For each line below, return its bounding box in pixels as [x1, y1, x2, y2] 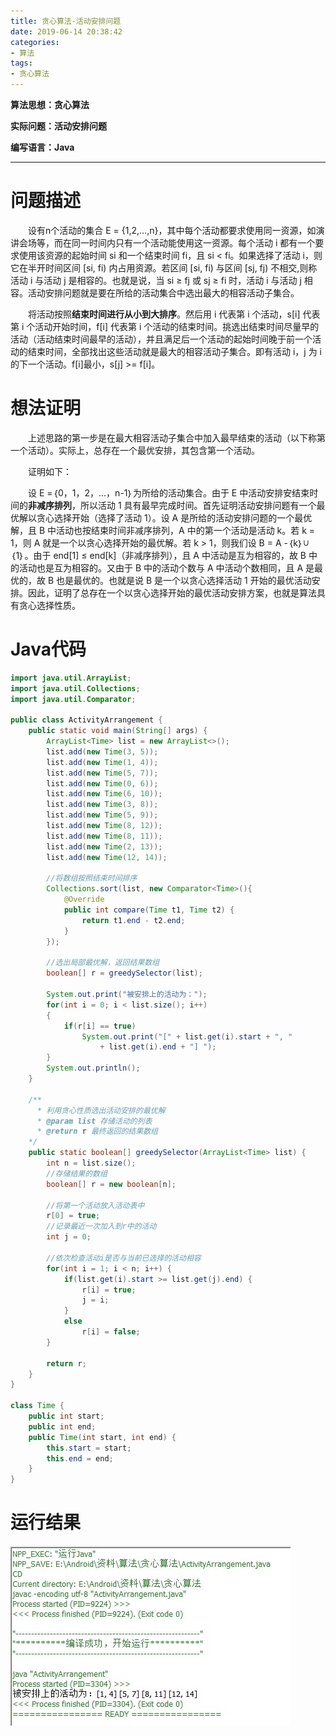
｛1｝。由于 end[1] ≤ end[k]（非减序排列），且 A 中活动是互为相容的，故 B [10, 549, 307, 561]
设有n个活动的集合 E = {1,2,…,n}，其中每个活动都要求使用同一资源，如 [28, 224, 317, 236]
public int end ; [28, 1421, 97, 1432]
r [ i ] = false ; [81, 1327, 141, 1337]
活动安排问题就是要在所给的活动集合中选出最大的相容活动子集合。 [27, 286, 300, 299]
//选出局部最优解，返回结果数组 [46, 958, 160, 968]
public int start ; [28, 1411, 105, 1422]
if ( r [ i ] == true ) [63, 1021, 137, 1031]
